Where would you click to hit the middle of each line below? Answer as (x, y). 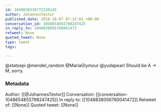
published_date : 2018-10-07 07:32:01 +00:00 (52, 19)
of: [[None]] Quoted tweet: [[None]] (42, 105)
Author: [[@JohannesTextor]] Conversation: (50, 94)
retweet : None (20, 33)
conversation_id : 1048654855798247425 (45, 24)
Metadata (17, 84)
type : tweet (17, 42)
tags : (11, 47)
